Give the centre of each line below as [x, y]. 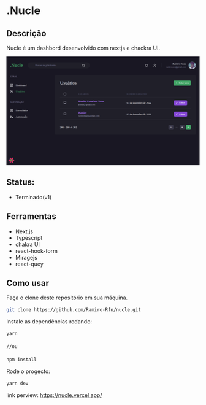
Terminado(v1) [33, 197]
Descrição [26, 33]
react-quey [29, 264]
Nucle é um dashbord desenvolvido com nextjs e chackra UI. [83, 48]
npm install [21, 360]
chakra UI [27, 244]
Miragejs [26, 257]
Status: [21, 183]
